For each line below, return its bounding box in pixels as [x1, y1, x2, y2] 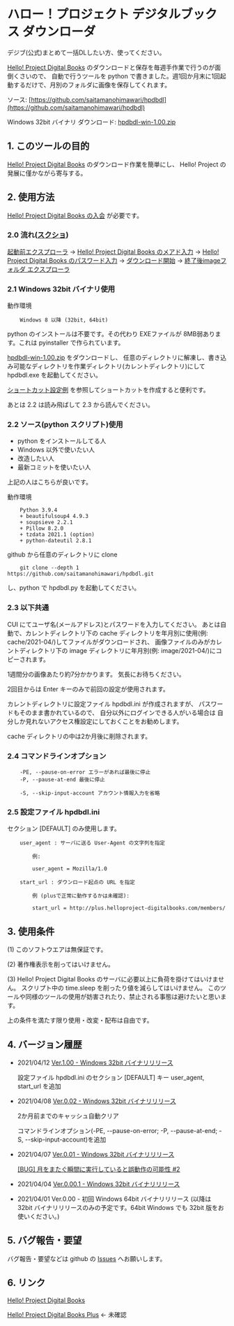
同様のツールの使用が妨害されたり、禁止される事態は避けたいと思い [25, 993, 221, 1001]
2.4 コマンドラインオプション [7, 751, 107, 761]
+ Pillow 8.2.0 [19, 525, 64, 532]
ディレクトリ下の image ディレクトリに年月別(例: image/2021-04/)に [19, 646, 216, 654]
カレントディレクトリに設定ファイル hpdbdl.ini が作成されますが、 [7, 700, 197, 708]
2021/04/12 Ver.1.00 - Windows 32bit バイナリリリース [17, 1058, 173, 1067]
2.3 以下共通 [7, 603, 49, 612]
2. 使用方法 [7, 192, 55, 203]
